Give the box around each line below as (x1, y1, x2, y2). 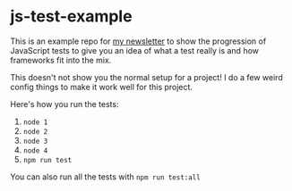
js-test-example (10, 6, 133, 27)
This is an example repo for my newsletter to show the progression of (10, 36, 267, 46)
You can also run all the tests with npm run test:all (10, 171, 201, 182)
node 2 (22, 127, 48, 136)
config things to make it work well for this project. (10, 81, 193, 92)
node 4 (22, 145, 48, 155)
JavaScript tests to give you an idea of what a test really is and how (10, 45, 259, 55)
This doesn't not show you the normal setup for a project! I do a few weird (10, 71, 283, 82)
